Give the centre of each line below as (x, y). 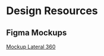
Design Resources (52, 11)
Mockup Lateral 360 (31, 47)
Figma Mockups (37, 33)
